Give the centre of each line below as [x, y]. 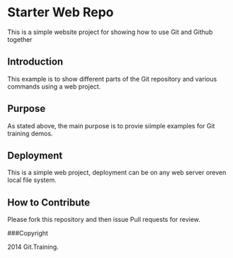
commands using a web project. [54, 86]
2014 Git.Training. [33, 247]
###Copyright [28, 233]
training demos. [30, 133]
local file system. [32, 180]
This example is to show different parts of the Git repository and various [112, 79]
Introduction [35, 62]
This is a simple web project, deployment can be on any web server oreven [117, 173]
